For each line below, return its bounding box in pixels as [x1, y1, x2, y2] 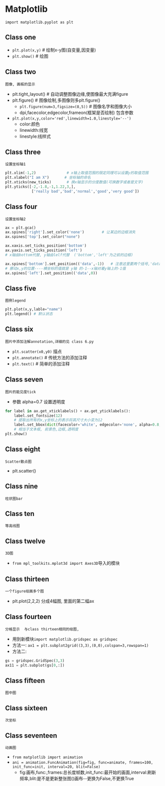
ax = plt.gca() [5, 225, 36, 230]
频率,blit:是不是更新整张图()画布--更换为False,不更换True [19, 775, 134, 781]
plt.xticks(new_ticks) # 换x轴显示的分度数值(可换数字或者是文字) [5, 180, 144, 185]
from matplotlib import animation [12, 754, 83, 760]
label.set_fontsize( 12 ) [14, 413, 63, 418]
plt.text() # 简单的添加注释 [12, 360, 70, 366]
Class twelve [5, 537, 46, 545]
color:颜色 [19, 121, 40, 127]
